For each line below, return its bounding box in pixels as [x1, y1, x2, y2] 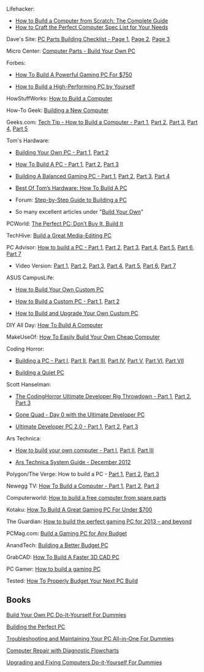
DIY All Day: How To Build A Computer [6, 322, 103, 328]
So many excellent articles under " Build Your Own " [15, 208, 144, 215]
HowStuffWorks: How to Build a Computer [6, 95, 113, 102]
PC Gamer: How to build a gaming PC [6, 565, 101, 572]
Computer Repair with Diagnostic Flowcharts [6, 646, 119, 654]
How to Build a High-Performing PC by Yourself [15, 83, 135, 90]
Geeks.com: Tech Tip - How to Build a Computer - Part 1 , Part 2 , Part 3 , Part [6, 119, 198, 126]
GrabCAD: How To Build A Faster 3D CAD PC [6, 554, 119, 561]
